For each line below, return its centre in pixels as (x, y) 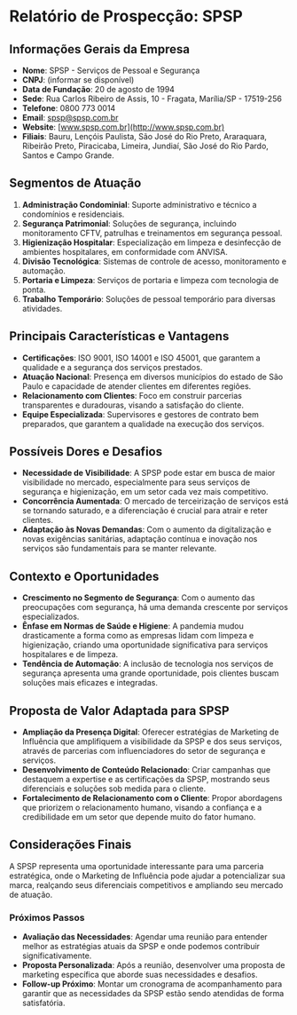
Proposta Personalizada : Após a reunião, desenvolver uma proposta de (153, 965)
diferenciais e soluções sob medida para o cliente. (114, 789)
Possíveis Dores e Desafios (86, 452)
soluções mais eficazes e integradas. (90, 683)
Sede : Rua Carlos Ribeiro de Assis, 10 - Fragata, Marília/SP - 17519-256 (152, 99)
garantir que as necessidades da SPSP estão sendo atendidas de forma (153, 994)
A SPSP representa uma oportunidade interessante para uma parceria (137, 866)
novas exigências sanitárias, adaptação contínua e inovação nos (140, 539)
